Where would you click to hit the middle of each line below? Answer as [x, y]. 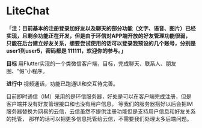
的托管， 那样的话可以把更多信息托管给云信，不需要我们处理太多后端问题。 [99, 118]
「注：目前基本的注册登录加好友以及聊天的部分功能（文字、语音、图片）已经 [101, 28]
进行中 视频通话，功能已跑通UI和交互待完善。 [63, 83]
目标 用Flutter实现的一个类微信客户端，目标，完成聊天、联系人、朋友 [91, 63]
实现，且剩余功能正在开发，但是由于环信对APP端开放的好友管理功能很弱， [99, 36]
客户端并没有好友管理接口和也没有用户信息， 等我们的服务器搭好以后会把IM [100, 103]
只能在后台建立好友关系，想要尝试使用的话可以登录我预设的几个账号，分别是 [101, 43]
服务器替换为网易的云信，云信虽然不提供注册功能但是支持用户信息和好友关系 [101, 111]
